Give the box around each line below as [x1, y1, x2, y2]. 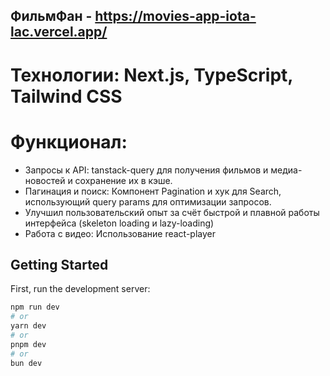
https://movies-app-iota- [94, 8, 257, 25]
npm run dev [10, 302, 60, 313]
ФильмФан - [10, 8, 93, 25]
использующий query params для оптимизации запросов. [24, 195, 272, 208]
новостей [24, 174, 66, 186]
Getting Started [10, 256, 109, 273]
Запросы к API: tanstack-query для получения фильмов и [24, 164, 269, 176]
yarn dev [10, 321, 47, 331]
